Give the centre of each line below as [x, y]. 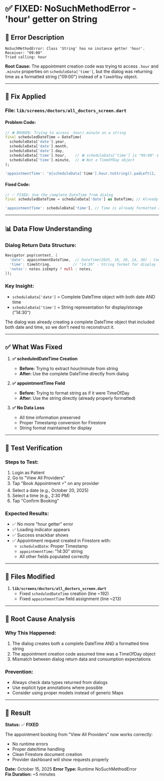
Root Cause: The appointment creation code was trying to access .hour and [82, 66]
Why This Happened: [31, 633]
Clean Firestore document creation [47, 754]
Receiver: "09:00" [24, 53]
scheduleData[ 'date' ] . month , [39, 146]
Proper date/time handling [38, 749]
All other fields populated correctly [54, 557]
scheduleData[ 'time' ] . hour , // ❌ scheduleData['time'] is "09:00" [82, 155]
